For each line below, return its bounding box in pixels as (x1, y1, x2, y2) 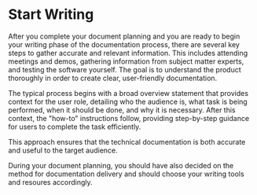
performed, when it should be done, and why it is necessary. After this (8, 105, 236, 115)
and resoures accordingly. (8, 177, 93, 186)
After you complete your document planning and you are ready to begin (8, 31, 240, 41)
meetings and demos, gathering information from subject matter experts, (8, 57, 244, 66)
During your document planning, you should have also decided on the (8, 160, 234, 170)
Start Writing (8, 6, 94, 24)
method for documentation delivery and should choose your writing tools (8, 169, 245, 178)
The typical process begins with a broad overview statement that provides (8, 88, 249, 97)
